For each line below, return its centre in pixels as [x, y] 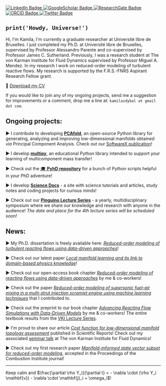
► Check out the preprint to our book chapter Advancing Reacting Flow [78, 308]
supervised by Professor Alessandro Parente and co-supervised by [74, 49]
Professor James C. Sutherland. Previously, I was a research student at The [82, 55]
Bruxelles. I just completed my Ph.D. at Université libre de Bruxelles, [74, 45]
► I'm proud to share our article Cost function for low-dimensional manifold [83, 328]
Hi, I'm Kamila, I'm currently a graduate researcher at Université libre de [78, 39]
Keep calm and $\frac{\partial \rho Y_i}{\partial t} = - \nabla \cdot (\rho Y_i [81, 373]
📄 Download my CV [25, 86]
